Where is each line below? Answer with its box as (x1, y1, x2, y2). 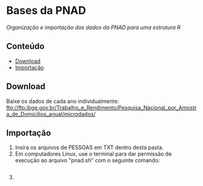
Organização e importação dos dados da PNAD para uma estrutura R (6, 24, 181, 31)
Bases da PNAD (6, 4, 86, 18)
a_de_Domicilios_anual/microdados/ (6, 110, 95, 118)
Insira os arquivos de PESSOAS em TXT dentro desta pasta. (14, 144, 164, 151)
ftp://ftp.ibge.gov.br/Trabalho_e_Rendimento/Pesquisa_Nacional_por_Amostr (6, 104, 197, 111)
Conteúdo (6, 41, 45, 51)
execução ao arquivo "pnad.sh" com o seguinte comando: (14, 157, 160, 164)
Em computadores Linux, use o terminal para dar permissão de (14, 150, 172, 158)
